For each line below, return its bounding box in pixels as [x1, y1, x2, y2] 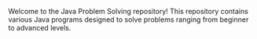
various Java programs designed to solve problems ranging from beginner [8, 15, 249, 24]
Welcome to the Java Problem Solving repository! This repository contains [8, 7, 249, 16]
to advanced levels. [8, 23, 72, 32]
